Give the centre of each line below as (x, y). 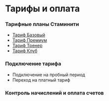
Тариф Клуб (25, 51)
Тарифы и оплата (43, 9)
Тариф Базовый (29, 35)
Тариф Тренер (27, 46)
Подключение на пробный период (49, 75)
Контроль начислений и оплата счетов (54, 93)
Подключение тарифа (33, 64)
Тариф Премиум (29, 40)
